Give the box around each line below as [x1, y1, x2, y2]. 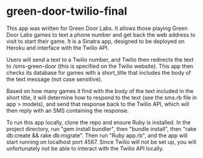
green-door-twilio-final [6, 4, 127, 18]
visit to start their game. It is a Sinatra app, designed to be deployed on [6, 37, 185, 45]
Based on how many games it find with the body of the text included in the [6, 87, 194, 94]
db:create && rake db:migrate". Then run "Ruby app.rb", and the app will [6, 132, 188, 139]
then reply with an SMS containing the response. [6, 107, 129, 114]
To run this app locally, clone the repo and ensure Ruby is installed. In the [6, 118, 191, 126]
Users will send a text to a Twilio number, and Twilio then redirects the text [6, 56, 194, 63]
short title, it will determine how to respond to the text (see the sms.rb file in [6, 94, 197, 101]
